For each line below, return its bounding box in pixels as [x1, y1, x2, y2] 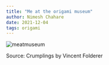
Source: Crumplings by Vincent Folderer [6, 52, 103, 59]
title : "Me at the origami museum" [6, 8, 93, 15]
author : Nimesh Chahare [6, 14, 64, 20]
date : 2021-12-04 [6, 19, 49, 25]
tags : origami [6, 25, 41, 31]
